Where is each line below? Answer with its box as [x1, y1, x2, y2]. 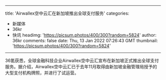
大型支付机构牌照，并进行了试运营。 [5, 70, 79, 76]
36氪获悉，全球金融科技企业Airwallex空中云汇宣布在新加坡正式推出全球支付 [5, 57, 159, 63]
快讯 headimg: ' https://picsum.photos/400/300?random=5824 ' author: [12, 32, 157, 38]
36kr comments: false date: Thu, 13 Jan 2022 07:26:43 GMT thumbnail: [12, 38, 158, 43]
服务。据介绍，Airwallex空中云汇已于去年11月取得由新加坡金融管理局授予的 [5, 64, 157, 69]
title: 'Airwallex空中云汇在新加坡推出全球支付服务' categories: [5, 10, 129, 16]
